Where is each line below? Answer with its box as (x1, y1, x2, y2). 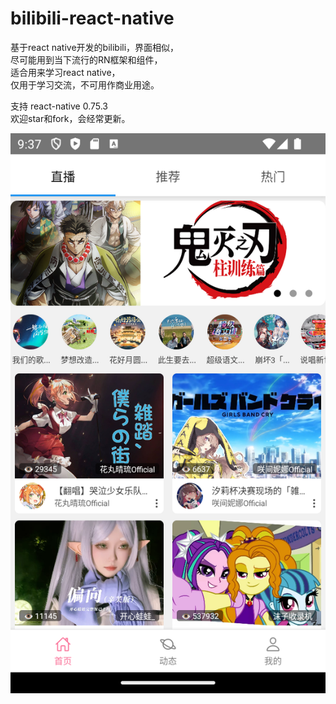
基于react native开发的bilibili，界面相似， (10, 41, 180, 53)
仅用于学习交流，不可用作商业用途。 (10, 78, 160, 91)
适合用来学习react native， (10, 66, 121, 78)
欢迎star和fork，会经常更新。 (10, 112, 131, 124)
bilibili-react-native (10, 7, 175, 30)
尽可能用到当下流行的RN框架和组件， (10, 53, 163, 66)
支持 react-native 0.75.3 (10, 100, 109, 112)
